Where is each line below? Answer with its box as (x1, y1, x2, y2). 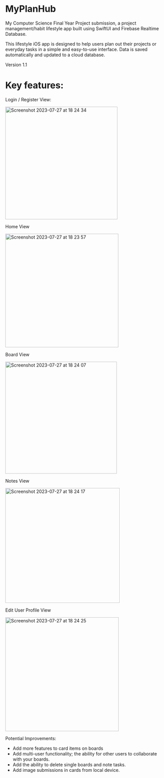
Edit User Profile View (5, 607, 51, 613)
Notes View (5, 478, 30, 484)
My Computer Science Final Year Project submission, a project (5, 20, 136, 26)
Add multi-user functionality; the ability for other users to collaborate (12, 750, 157, 757)
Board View (5, 351, 30, 357)
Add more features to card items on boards (12, 745, 103, 751)
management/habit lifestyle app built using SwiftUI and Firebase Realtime (5, 25, 159, 31)
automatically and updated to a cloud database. (5, 52, 105, 58)
